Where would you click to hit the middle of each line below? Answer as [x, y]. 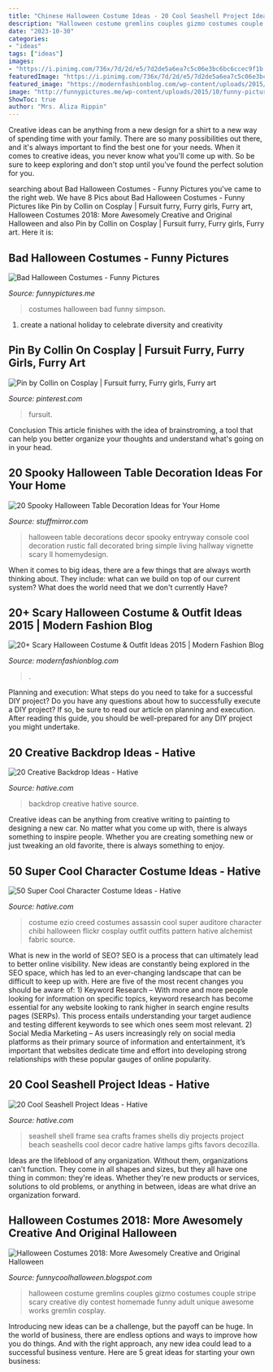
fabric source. [52, 940]
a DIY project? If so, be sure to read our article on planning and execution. [132, 710]
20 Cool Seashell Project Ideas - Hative [109, 1085]
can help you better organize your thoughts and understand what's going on [136, 438]
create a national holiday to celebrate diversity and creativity [121, 324]
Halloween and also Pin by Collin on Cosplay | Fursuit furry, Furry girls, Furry [136, 224]
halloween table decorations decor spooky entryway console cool [139, 537]
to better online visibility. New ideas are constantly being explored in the [129, 964]
